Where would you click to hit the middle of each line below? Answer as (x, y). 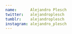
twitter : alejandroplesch (35, 14)
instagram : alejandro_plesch (36, 24)
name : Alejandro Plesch (36, 10)
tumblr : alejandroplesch (35, 19)
